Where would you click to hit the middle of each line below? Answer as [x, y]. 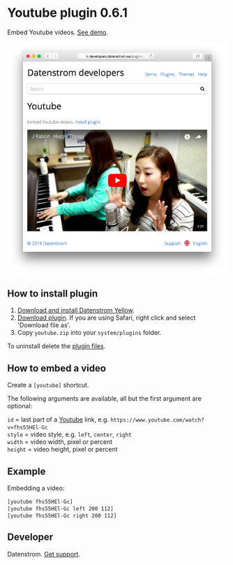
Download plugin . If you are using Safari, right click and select [106, 318]
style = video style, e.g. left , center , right [70, 434]
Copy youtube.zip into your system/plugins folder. [89, 333]
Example [27, 471]
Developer [30, 537]
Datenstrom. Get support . [44, 554]
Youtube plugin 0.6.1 [67, 13]
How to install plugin [53, 293]
